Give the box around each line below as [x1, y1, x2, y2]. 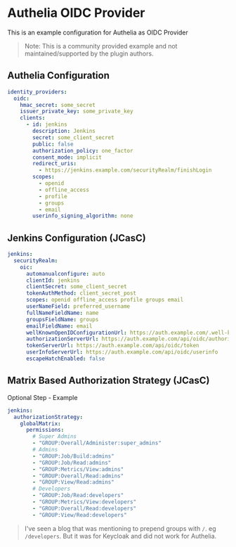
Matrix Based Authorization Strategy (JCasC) [7, 375, 210, 387]
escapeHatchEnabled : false [25, 355, 105, 363]
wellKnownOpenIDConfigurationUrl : [25, 329, 128, 336]
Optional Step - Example [7, 393, 78, 401]
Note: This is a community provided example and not [24, 41, 178, 50]
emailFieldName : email [25, 322, 93, 330]
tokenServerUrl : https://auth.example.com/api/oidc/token [25, 342, 199, 349]
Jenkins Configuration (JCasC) [7, 232, 146, 244]
